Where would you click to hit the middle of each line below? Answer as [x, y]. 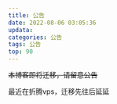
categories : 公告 [35, 37]
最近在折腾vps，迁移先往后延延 [59, 91]
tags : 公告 [25, 45]
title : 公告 [26, 15]
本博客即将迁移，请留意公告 [53, 75]
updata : [21, 30]
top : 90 [21, 52]
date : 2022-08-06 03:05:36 [52, 23]
